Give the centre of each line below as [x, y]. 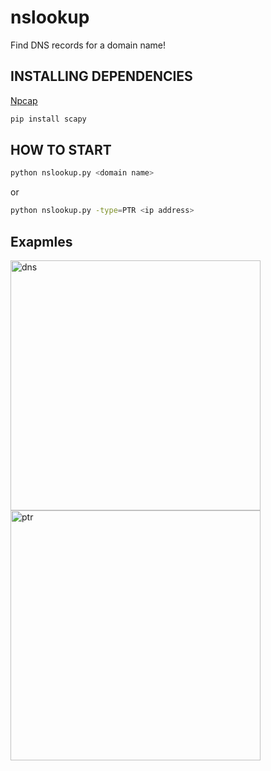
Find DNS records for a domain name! [88, 45]
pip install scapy [48, 119]
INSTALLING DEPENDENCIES [101, 76]
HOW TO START [61, 150]
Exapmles [41, 241]
